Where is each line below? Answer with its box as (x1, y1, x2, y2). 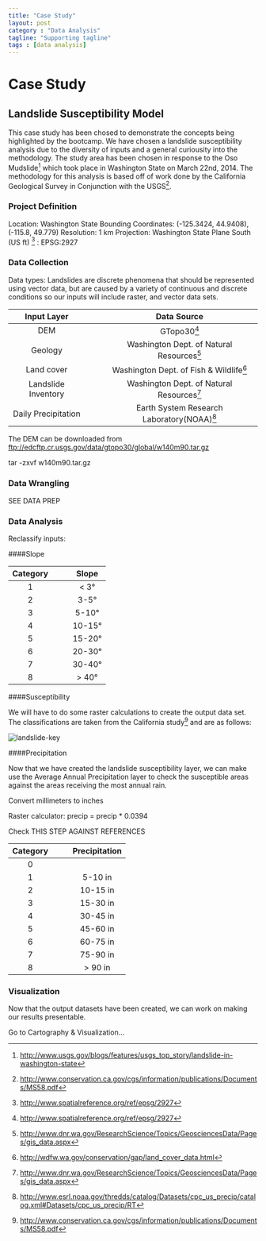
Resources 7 (158, 387, 202, 400)
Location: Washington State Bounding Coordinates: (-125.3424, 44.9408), (8, 219, 249, 229)
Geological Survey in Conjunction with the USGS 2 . (8, 179, 172, 191)
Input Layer (25, 310, 69, 322)
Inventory (28, 388, 65, 399)
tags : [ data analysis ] (8, 41, 87, 49)
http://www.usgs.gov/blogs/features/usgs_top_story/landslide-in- (19, 1050, 234, 1060)
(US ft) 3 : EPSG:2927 (8, 236, 78, 247)
